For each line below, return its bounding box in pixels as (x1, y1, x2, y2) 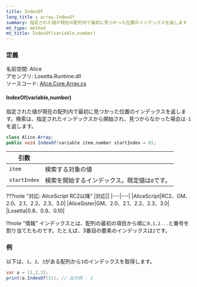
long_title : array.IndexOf (6, 14, 75, 20)
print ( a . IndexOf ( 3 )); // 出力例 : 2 (6, 275, 94, 281)
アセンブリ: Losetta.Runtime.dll (6, 73, 81, 80)
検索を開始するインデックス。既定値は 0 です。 (45, 176, 171, 185)
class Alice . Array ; (6, 134, 54, 140)
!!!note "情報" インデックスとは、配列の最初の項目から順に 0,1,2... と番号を (6, 220, 189, 227)
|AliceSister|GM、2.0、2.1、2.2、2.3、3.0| (66, 200, 169, 207)
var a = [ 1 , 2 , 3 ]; (6, 269, 49, 275)
